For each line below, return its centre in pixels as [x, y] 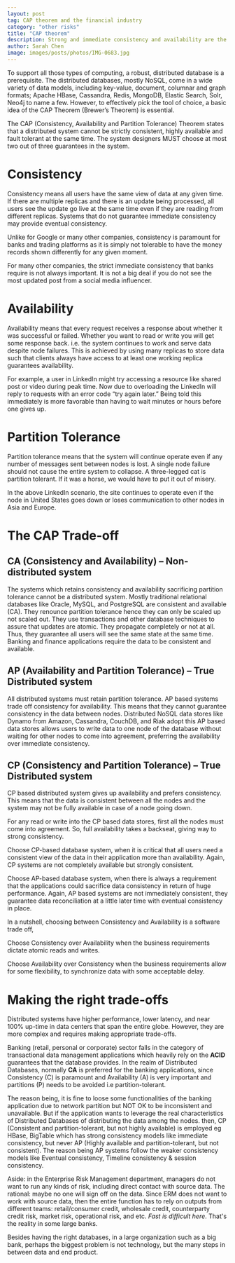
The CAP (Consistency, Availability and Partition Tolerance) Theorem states [116, 123]
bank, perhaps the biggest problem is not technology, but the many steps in [116, 1245]
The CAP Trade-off [63, 535]
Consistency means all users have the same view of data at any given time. [115, 193]
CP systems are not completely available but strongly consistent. [101, 865]
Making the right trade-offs [88, 1000]
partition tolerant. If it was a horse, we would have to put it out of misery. [112, 479]
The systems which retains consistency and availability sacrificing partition [115, 589]
